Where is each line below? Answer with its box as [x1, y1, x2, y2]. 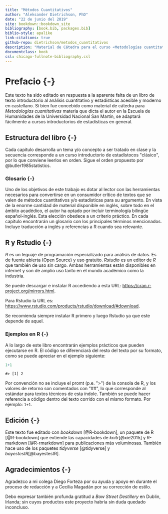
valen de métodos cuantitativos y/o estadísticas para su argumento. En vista [5, 197, 162, 203]
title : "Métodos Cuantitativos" [5, 7, 72, 13]
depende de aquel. [5, 318, 44, 324]
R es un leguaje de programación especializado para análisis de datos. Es [5, 252, 156, 258]
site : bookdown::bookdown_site [5, 21, 70, 27]
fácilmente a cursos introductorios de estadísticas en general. [5, 119, 132, 125]
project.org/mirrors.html [5, 288, 55, 294]
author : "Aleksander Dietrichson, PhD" [5, 12, 88, 17]
